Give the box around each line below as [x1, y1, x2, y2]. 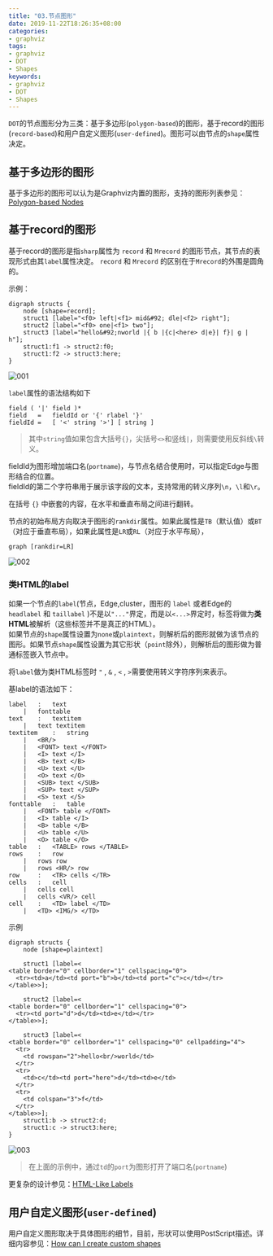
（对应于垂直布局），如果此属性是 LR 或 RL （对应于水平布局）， [8, 526, 209, 536]
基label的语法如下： [8, 685, 75, 694]
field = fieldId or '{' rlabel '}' [8, 411, 144, 419]
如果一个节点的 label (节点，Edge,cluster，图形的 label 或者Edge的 [8, 599, 232, 609]
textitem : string [8, 729, 89, 737]
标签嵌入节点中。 [15, 650, 73, 659]
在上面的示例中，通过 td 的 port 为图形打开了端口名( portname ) [28, 1162, 227, 1172]
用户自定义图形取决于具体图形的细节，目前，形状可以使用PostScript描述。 [8, 1228, 258, 1238]
